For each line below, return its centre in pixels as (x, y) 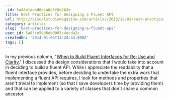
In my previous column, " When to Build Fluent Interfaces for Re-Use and (80, 56)
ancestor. (15, 93)
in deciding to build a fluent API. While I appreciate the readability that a (79, 67)
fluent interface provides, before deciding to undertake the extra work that (82, 72)
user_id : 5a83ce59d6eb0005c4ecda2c (43, 33)
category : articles (26, 24)
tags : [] (14, 42)
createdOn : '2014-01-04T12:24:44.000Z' (47, 38)
